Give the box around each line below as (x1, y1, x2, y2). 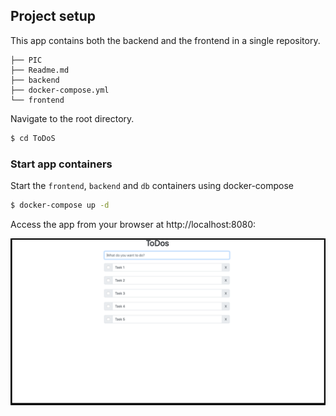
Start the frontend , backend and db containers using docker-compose (10, 179, 294, 191)
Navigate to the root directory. (10, 112, 135, 124)
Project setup (10, 8, 97, 25)
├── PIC (10, 55, 43, 65)
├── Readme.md (10, 65, 70, 75)
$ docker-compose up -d (10, 200, 110, 210)
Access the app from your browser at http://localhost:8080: (10, 218, 257, 230)
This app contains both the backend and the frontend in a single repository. (10, 34, 321, 46)
